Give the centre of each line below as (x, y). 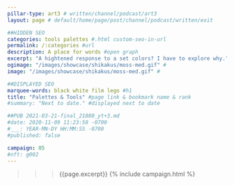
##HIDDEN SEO (26, 33)
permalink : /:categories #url (51, 46)
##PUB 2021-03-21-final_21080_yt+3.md (63, 116)
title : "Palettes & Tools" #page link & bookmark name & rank (99, 97)
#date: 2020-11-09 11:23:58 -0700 (57, 122)
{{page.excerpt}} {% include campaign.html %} (127, 174)
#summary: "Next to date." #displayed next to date (84, 104)
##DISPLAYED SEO (31, 84)
